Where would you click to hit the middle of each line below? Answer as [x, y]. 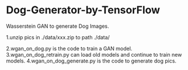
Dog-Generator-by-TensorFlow [83, 10]
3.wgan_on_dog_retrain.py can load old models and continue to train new [94, 54]
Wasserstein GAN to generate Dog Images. [58, 26]
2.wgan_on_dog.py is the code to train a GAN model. [69, 48]
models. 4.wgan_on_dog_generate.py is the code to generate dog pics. [91, 61]
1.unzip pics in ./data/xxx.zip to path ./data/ [58, 37]
